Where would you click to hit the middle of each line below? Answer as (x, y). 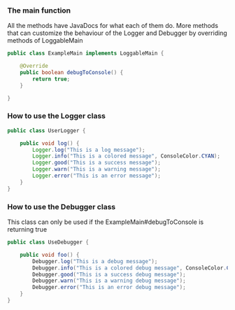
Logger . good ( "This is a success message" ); (97, 163)
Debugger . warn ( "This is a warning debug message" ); (109, 281)
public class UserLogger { (47, 131)
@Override (34, 66)
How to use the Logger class (57, 116)
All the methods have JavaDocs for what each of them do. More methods (113, 26)
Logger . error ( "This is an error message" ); (97, 176)
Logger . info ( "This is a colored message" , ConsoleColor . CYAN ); (126, 156)
